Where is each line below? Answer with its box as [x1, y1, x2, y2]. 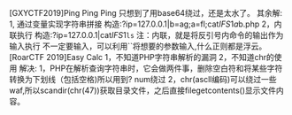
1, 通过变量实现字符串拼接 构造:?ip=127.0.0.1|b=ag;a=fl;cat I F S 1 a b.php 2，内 [9, 19, 282, 29]
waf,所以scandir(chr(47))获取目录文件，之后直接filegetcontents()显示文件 [9, 85, 277, 96]
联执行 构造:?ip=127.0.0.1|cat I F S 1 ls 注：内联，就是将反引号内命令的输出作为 [9, 30, 284, 40]
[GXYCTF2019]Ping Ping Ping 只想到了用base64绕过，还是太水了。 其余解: [9, 8, 283, 18]
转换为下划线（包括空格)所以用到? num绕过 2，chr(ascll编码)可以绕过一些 [9, 74, 277, 84]
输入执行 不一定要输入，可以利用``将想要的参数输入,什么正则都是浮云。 [9, 41, 267, 51]
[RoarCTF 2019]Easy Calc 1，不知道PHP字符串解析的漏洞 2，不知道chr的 [9, 52, 274, 62]
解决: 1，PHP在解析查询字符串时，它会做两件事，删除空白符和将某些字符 [19, 63, 283, 73]
